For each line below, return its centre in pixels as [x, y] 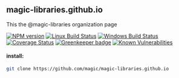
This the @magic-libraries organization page [62, 24]
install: [15, 56]
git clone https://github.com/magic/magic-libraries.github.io [88, 69]
